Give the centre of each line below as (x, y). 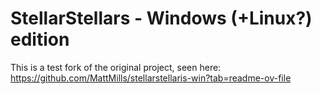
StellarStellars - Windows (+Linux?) (161, 18)
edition (40, 39)
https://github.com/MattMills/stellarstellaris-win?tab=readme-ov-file (151, 78)
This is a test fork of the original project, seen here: (116, 67)
